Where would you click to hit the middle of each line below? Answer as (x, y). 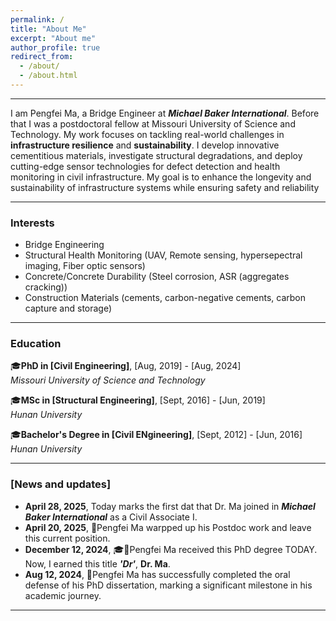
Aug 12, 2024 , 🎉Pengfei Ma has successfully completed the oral (157, 574)
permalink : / (37, 19)
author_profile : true (55, 47)
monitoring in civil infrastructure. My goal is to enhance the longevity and (161, 177)
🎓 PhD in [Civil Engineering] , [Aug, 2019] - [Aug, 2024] (126, 366)
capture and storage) (68, 308)
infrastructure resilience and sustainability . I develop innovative (145, 145)
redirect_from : (42, 57)
